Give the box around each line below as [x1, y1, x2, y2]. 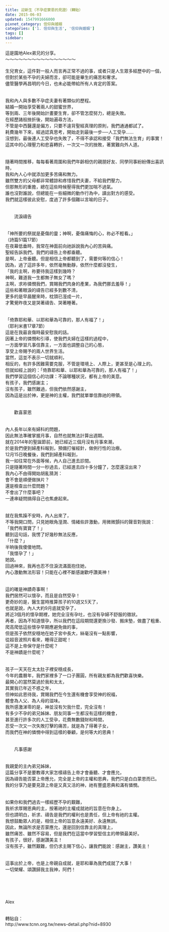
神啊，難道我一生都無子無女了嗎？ [5, 274, 76, 280]
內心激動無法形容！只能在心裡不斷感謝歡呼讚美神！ [5, 569, 111, 575]
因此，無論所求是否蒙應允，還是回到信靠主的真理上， [5, 824, 116, 830]
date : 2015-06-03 [5, 12, 42, 17]
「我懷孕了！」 [5, 550, 36, 556]
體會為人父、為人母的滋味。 [5, 697, 63, 703]
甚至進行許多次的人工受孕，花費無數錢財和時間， [5, 716, 107, 722]
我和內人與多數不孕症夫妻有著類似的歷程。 [5, 97, 94, 103]
